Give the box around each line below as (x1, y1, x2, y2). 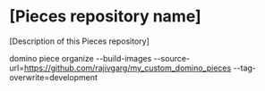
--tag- (233, 62, 257, 73)
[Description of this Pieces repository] (9, 36, 150, 46)
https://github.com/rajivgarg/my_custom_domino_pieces (23, 62, 232, 73)
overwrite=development (9, 71, 98, 82)
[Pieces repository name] (9, 6, 201, 27)
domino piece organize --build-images (9, 53, 152, 63)
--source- (153, 53, 191, 63)
